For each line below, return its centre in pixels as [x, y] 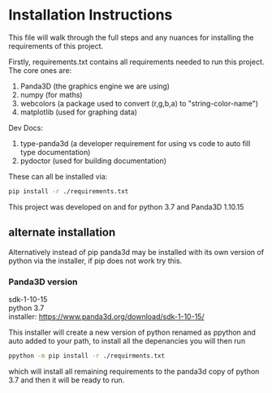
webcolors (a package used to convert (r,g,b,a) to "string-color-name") [139, 103]
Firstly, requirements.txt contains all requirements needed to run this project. [136, 62]
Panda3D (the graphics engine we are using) [95, 86]
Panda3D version [43, 282]
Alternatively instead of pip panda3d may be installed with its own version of [136, 252]
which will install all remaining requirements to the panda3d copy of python [134, 371]
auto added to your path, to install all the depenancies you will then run [127, 341]
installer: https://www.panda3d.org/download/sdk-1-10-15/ [106, 316]
